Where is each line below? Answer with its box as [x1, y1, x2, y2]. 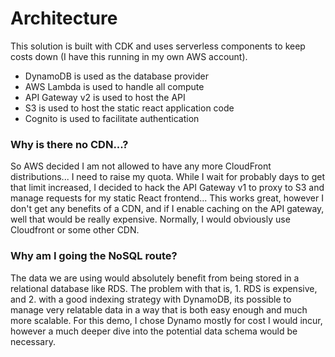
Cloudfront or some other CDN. [10, 224, 140, 236]
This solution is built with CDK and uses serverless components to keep [10, 40, 306, 52]
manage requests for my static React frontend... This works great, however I [10, 192, 324, 204]
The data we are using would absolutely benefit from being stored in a [10, 272, 300, 284]
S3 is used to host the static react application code [24, 102, 235, 114]
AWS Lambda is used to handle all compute [24, 80, 205, 92]
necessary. [10, 335, 57, 347]
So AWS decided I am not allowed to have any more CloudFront [10, 160, 272, 172]
